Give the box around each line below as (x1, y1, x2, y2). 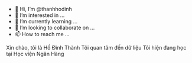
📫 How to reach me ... (14, 31, 70, 37)
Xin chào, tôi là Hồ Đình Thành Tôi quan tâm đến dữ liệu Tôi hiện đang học (6, 44, 187, 51)
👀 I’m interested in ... (14, 12, 65, 19)
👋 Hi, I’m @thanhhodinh (14, 6, 72, 12)
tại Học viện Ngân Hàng (6, 50, 64, 57)
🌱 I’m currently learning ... (14, 18, 78, 24)
